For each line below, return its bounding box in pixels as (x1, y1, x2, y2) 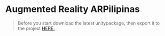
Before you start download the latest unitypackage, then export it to (17, 20, 160, 26)
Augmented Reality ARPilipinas (5, 3, 140, 15)
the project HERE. (17, 25, 55, 31)
